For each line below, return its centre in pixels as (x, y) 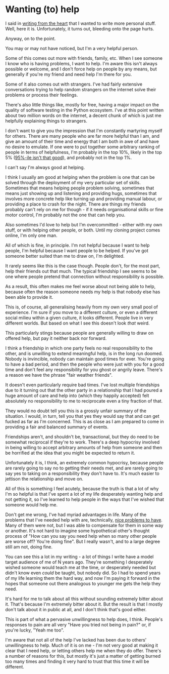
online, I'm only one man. (32, 235)
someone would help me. (32, 504)
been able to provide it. (29, 297)
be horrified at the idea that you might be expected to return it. (70, 453)
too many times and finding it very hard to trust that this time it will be (77, 661)
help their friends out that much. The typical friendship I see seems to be (81, 271)
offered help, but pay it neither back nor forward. (56, 338)
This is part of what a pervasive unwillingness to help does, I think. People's (84, 619)
